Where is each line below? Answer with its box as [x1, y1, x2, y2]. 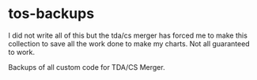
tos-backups [8, 5, 95, 23]
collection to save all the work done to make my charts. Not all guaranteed [8, 38, 251, 48]
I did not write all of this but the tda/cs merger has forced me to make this [8, 31, 248, 40]
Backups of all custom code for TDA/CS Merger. [8, 62, 165, 71]
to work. [8, 47, 36, 56]
